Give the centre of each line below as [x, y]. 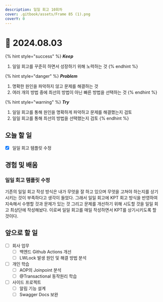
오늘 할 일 [19, 135]
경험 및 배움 [21, 165]
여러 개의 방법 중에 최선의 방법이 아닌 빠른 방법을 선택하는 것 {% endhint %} [85, 92]
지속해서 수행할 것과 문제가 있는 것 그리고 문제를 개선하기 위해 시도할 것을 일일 [79, 204]
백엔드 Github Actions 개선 [45, 252]
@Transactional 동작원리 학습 [48, 276]
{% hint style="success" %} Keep [39, 56]
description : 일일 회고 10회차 [34, 10]
